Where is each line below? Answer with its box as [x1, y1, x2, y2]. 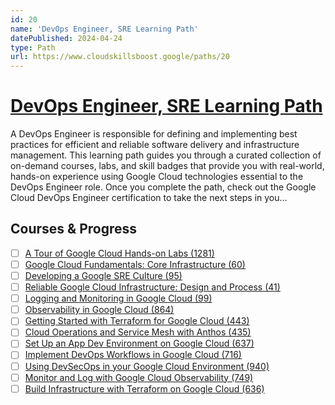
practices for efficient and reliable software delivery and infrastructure [10, 139, 300, 151]
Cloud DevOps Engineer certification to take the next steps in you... [10, 192, 288, 204]
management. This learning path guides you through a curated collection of [10, 149, 322, 161]
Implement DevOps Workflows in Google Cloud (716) [24, 349, 242, 361]
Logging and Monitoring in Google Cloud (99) [24, 292, 213, 305]
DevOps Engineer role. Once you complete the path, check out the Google [10, 181, 317, 193]
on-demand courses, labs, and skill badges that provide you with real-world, [10, 160, 325, 172]
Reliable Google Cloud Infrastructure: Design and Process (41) [24, 281, 281, 293]
